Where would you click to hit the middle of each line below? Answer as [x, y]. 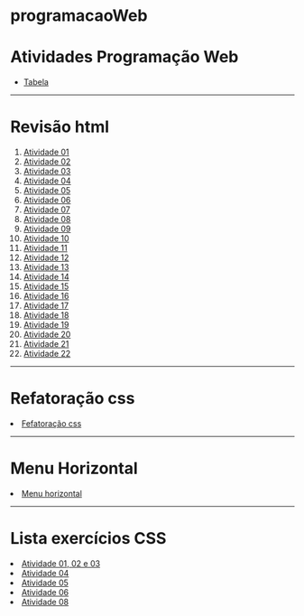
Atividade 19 [46, 325]
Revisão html [60, 127]
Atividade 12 [46, 257]
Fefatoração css [52, 424]
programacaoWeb [79, 16]
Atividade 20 [47, 334]
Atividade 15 [46, 286]
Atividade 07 [46, 210]
